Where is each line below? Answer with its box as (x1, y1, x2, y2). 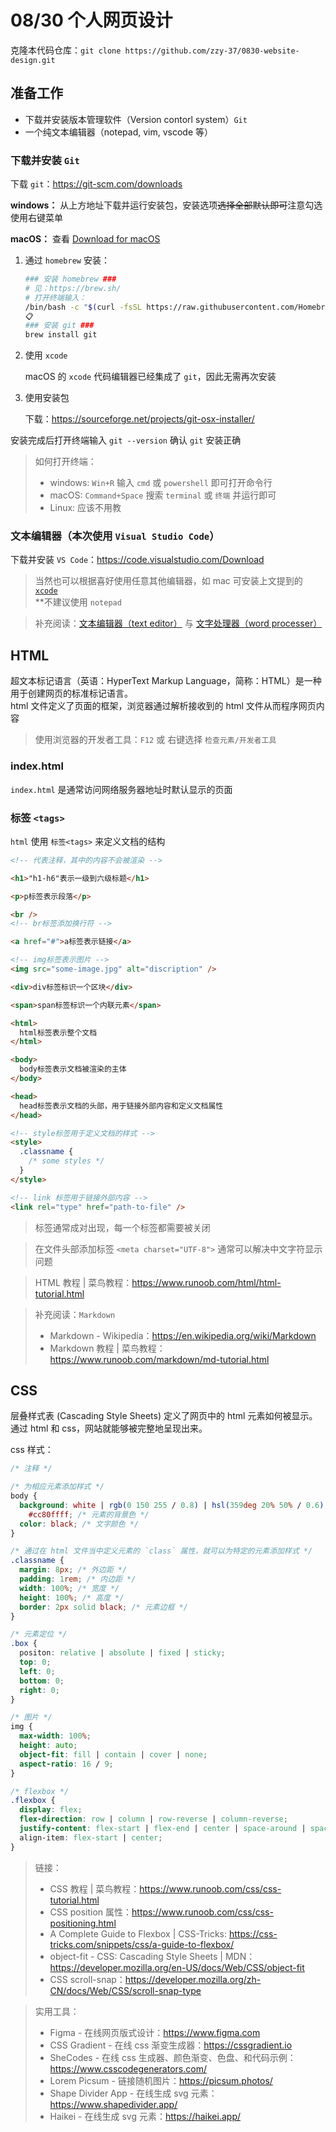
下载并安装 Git (10, 153, 80, 167)
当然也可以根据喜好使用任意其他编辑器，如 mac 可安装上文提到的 (34, 575, 303, 587)
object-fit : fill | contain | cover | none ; (19, 1749, 208, 1760)
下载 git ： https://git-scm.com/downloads (10, 178, 183, 190)
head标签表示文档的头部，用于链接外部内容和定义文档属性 (19, 1101, 224, 1111)
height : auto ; (19, 1741, 78, 1751)
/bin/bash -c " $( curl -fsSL (24, 302, 143, 312)
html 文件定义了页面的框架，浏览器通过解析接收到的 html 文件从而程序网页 (10, 700, 317, 712)
